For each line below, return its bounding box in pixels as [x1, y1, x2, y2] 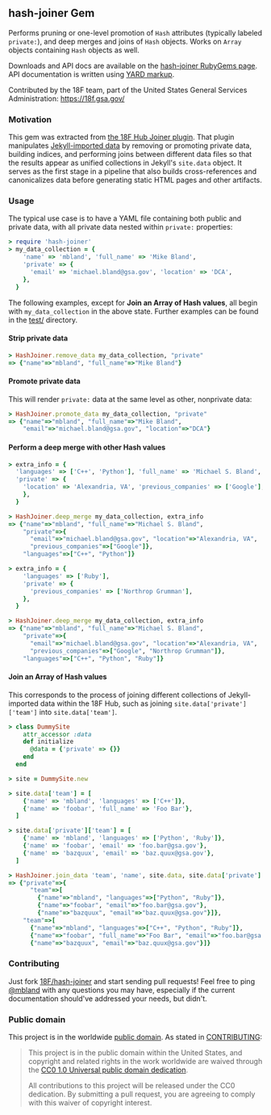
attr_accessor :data [23, 730, 92, 738]
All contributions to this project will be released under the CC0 [27, 1081, 236, 1091]
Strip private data [8, 333, 69, 343]
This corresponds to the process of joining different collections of [8, 690, 227, 699]
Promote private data [8, 376, 81, 386]
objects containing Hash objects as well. [8, 44, 140, 55]
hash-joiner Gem [8, 6, 95, 20]
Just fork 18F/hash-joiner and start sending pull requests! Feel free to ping [8, 976, 256, 986]
